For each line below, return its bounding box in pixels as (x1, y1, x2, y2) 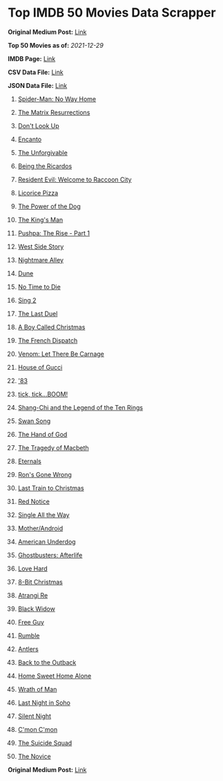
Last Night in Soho (17, 698, 71, 707)
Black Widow (17, 604, 56, 613)
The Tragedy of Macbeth (17, 443, 89, 451)
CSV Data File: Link (8, 68, 64, 76)
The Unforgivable (17, 148, 68, 156)
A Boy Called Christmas (17, 323, 86, 331)
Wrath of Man (17, 685, 57, 693)
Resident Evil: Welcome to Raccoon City (17, 175, 132, 183)
